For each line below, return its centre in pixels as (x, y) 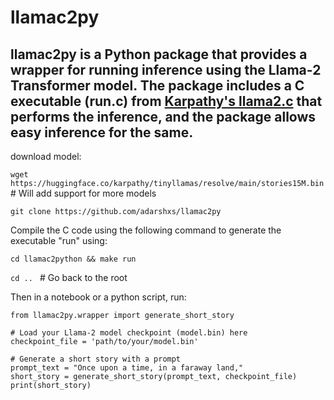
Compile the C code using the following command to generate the (146, 230)
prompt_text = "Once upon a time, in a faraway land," (127, 368)
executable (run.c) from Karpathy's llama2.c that (166, 101)
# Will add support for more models (83, 193)
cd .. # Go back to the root (69, 277)
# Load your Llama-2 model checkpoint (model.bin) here (129, 333)
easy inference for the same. (102, 132)
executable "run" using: (59, 240)
